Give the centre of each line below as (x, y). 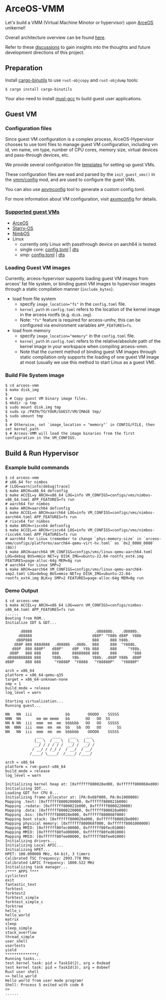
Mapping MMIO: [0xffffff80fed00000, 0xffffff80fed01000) (66, 832)
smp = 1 (13, 684)
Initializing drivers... (31, 841)
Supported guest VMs (32, 212)
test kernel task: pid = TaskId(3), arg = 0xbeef (58, 968)
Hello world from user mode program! (44, 981)
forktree (14, 906)
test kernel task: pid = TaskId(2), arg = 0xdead (58, 963)
